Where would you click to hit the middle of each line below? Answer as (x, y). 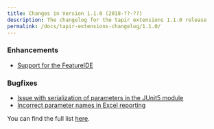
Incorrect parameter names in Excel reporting (81, 105)
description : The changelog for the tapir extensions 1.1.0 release (107, 20)
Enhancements (33, 50)
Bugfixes (22, 83)
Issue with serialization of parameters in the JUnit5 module (100, 97)
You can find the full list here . (49, 118)
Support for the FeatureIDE (55, 65)
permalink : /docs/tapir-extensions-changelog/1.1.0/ (84, 26)
